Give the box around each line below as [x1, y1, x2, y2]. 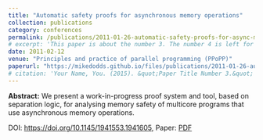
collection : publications [8, 19, 92, 27]
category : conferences [8, 26, 82, 34]
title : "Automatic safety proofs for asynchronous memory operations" [8, 11, 243, 20]
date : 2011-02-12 [8, 48, 65, 56]
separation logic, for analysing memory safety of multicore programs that [8, 99, 244, 109]
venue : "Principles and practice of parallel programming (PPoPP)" [8, 56, 233, 63]
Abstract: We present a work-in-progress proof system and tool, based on [8, 91, 249, 100]
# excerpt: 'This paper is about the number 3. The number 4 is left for [8, 41, 254, 48]
